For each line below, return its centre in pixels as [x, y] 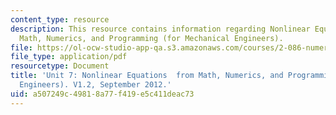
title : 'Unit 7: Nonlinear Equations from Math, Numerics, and [147, 76]
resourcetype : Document [60, 66]
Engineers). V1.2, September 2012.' [95, 85]
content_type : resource [60, 19]
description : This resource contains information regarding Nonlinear [160, 29]
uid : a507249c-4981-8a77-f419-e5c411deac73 [102, 94]
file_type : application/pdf [69, 57]
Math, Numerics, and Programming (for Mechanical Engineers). [151, 38]
